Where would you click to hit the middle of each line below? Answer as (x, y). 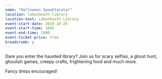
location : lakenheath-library (37, 14)
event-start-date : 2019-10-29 (37, 24)
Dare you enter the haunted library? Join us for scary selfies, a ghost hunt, (81, 56)
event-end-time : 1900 (28, 33)
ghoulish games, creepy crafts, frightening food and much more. (71, 61)
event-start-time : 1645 (30, 28)
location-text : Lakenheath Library (42, 19)
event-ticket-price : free (32, 38)
